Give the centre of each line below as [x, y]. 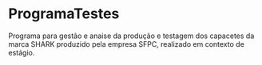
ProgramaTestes [64, 14]
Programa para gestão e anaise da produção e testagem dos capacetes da [131, 36]
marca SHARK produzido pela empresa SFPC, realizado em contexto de [127, 44]
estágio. [22, 52]
